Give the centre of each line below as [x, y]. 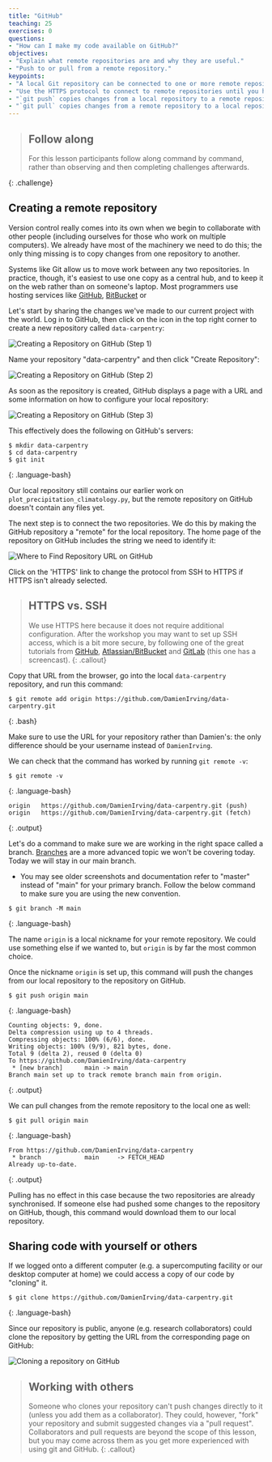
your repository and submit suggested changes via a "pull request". [140, 1424]
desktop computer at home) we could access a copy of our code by [121, 1274]
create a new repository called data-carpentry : [86, 328]
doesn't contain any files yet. [57, 508]
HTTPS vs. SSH [68, 606]
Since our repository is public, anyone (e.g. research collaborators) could [130, 1328]
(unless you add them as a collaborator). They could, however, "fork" [143, 1415]
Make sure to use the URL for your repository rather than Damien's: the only [135, 737]
